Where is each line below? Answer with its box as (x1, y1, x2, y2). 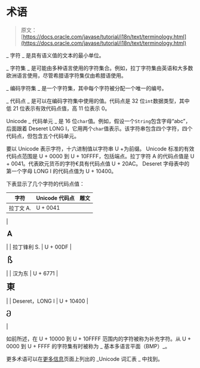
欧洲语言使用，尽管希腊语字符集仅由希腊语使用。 (6, 72, 127, 79)
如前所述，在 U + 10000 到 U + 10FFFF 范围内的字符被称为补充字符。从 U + (6, 335, 192, 342)
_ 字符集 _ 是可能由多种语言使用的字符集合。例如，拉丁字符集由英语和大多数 (6, 64, 193, 72)
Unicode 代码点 (36, 195, 75, 202)
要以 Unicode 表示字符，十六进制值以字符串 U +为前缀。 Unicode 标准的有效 (6, 145, 195, 152)
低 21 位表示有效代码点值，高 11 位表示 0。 (6, 105, 110, 112)
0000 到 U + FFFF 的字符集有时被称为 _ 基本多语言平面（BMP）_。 (6, 343, 171, 350)
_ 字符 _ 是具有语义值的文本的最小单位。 (6, 51, 104, 59)
